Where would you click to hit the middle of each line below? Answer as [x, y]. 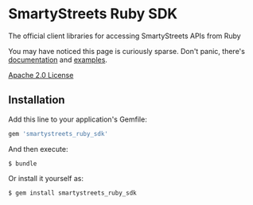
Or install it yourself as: [46, 178]
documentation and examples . [58, 60]
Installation [37, 100]
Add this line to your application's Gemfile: [78, 119]
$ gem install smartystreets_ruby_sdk [72, 193]
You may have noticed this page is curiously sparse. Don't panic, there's [127, 51]
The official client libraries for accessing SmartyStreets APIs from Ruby [125, 36]
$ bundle [23, 164]
